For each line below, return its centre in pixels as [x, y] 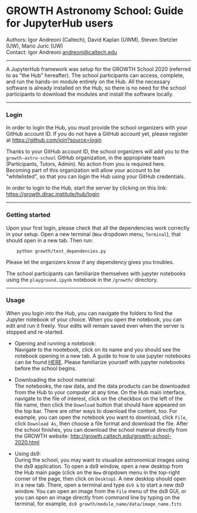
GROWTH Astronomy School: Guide [95, 11]
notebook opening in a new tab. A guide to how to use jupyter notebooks [102, 356]
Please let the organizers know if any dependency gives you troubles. [90, 262]
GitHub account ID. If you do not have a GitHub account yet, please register [97, 134]
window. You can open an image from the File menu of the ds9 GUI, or [100, 491]
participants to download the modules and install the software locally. [90, 94]
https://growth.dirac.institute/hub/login [53, 194]
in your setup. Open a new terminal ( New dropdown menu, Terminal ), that [94, 234]
